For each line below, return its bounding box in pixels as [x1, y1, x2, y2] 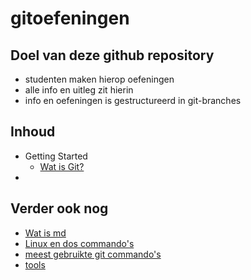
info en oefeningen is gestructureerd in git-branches [24, 95, 242, 106]
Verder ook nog [10, 200, 109, 217]
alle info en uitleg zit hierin [24, 84, 134, 96]
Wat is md [24, 227, 67, 239]
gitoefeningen [10, 7, 130, 30]
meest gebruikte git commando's [24, 248, 162, 260]
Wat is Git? [39, 160, 85, 172]
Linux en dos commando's [24, 237, 135, 249]
